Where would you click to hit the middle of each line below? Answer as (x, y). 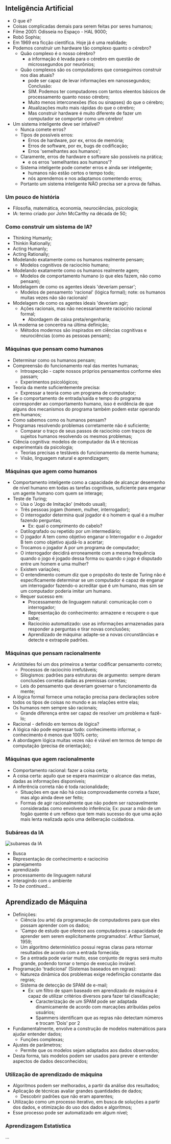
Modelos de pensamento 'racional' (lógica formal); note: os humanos (93, 292)
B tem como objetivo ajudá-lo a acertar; (62, 542)
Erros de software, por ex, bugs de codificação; (78, 146)
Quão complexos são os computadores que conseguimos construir (91, 70)
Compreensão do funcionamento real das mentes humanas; (76, 366)
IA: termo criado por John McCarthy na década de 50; (70, 214)
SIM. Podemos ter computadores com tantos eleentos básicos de (97, 91)
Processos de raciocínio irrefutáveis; (59, 670)
